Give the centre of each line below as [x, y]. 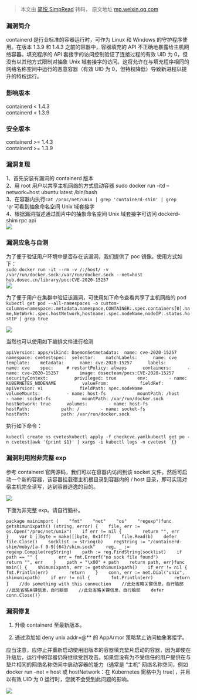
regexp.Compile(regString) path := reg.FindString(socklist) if [94, 552]
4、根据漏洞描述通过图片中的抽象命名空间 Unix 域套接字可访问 [81, 214]
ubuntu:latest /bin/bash [69, 192]
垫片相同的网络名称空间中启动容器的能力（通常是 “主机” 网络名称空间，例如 [97, 665]
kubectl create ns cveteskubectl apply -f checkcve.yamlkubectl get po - [98, 437]
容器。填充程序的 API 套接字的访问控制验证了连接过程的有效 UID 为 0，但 [99, 55]
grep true [36, 319]
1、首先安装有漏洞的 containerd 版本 [50, 178]
